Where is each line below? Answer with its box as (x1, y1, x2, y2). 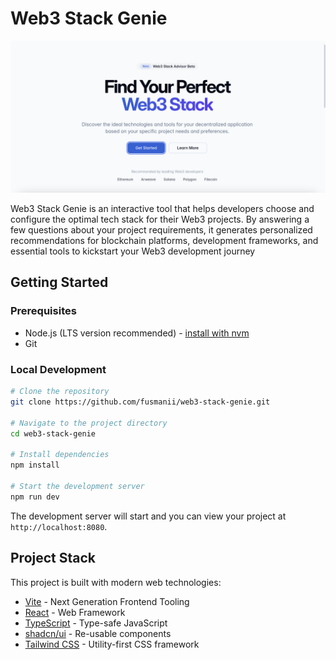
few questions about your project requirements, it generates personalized (10, 224, 313, 236)
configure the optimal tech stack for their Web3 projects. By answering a (10, 213, 310, 226)
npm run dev (10, 492, 60, 502)
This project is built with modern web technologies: (10, 576, 222, 588)
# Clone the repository (10, 387, 110, 397)
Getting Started (10, 274, 109, 291)
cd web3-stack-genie (10, 428, 97, 439)
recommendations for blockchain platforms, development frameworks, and (10, 235, 319, 247)
